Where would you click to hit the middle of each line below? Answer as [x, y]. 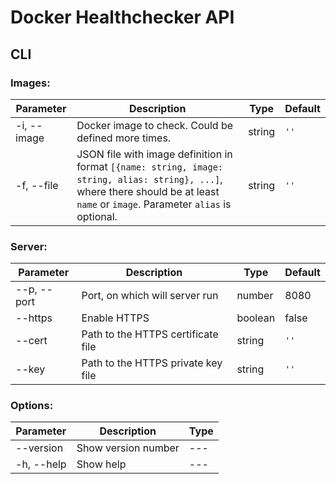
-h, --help [41, 464]
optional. [97, 216]
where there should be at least [148, 191]
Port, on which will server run [150, 296]
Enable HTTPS [115, 318]
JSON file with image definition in [154, 154]
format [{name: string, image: [150, 166]
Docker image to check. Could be [155, 125]
